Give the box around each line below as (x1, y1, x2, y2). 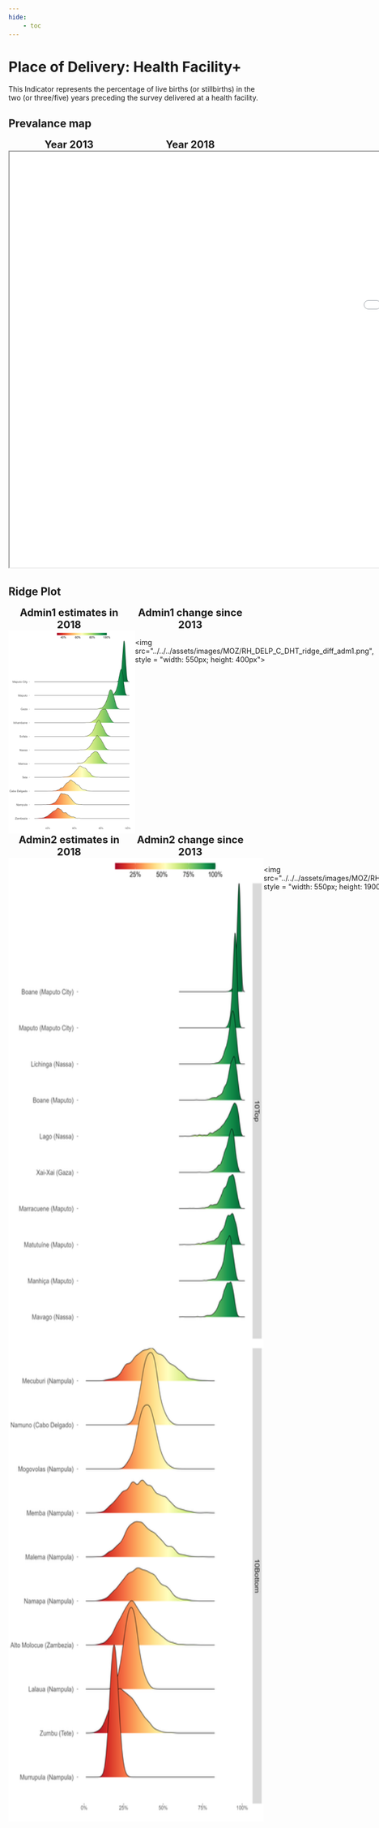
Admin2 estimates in (19, 833, 120, 847)
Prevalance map (8, 116, 92, 130)
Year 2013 (44, 138, 95, 152)
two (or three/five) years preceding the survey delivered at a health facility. (8, 93, 258, 103)
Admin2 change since (136, 833, 245, 847)
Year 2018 (165, 138, 215, 152)
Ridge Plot (8, 584, 62, 598)
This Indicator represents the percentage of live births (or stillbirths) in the (8, 84, 255, 94)
